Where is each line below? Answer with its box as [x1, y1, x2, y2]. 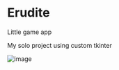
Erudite [7, 5, 50, 21]
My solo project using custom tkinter [7, 41, 113, 49]
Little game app [7, 28, 52, 36]
